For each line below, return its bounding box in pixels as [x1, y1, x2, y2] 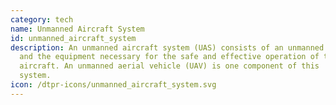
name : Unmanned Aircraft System [10, 24, 145, 34]
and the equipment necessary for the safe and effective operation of [19, 52, 320, 62]
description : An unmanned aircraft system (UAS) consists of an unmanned [10, 42, 325, 53]
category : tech [10, 14, 74, 25]
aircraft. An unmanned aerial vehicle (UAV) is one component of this [19, 61, 320, 71]
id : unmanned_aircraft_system [10, 33, 137, 43]
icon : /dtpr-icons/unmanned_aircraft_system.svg [10, 80, 217, 90]
